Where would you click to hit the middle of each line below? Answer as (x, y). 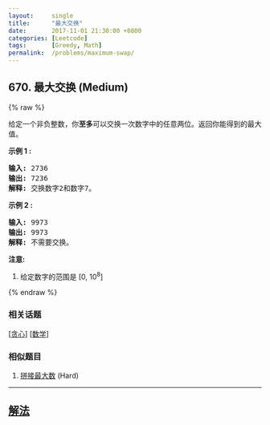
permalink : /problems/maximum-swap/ (72, 53)
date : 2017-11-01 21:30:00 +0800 (75, 30)
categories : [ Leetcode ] (48, 38)
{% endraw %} (33, 293)
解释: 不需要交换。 (41, 242)
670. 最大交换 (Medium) (68, 88)
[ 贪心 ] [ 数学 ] (29, 334)
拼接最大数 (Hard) (49, 376)
